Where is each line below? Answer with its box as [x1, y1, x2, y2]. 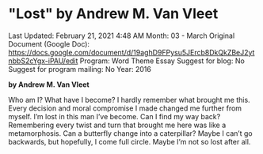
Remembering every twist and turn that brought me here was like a [8, 120, 227, 130]
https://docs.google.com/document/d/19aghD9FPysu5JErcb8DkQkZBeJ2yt [8, 47, 255, 57]
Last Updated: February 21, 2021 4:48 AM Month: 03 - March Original [8, 31, 235, 40]
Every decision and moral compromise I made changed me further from [8, 103, 242, 113]
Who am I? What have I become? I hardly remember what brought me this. [8, 95, 251, 104]
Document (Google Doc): [8, 39, 90, 48]
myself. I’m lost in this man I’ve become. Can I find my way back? [8, 111, 221, 121]
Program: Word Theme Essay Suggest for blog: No [79, 56, 246, 66]
